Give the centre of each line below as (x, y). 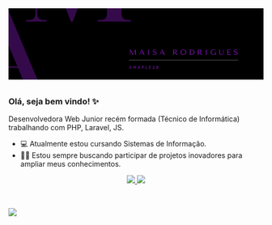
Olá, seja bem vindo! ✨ (54, 101)
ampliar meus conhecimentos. (70, 164)
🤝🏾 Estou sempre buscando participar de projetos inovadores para (131, 155)
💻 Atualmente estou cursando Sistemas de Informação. (113, 144)
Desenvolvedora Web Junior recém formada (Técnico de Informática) (124, 119)
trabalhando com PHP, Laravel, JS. (66, 128)
